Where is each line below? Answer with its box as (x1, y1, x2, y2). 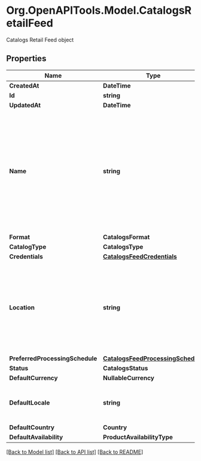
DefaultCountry (9, 423, 55, 432)
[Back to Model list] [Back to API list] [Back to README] (6, 448, 144, 456)
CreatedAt (9, 82, 39, 90)
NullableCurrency (102, 373, 154, 382)
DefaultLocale (9, 398, 50, 406)
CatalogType (9, 242, 47, 251)
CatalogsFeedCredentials (102, 252, 178, 261)
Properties (6, 53, 47, 64)
